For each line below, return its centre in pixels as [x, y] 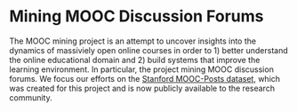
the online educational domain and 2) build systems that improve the [135, 60]
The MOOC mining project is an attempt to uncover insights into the [132, 41]
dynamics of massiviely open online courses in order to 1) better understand [149, 50]
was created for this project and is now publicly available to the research [142, 88]
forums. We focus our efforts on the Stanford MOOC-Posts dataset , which [145, 78]
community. [31, 97]
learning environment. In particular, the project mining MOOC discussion [141, 69]
